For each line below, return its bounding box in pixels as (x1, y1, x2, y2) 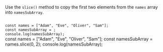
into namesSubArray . (5, 9, 44, 15)
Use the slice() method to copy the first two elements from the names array (5, 4, 158, 10)
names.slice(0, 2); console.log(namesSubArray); (5, 41, 103, 47)
